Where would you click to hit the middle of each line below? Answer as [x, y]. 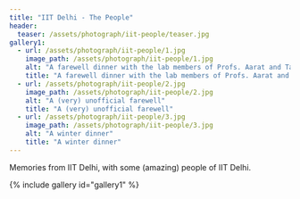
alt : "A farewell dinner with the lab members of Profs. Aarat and [153, 68]
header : [24, 26]
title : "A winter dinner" [74, 142]
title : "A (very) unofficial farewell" [100, 109]
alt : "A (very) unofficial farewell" [96, 100]
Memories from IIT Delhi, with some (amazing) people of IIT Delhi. [130, 167]
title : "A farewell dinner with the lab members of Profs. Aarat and [158, 76]
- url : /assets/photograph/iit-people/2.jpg [101, 84]
